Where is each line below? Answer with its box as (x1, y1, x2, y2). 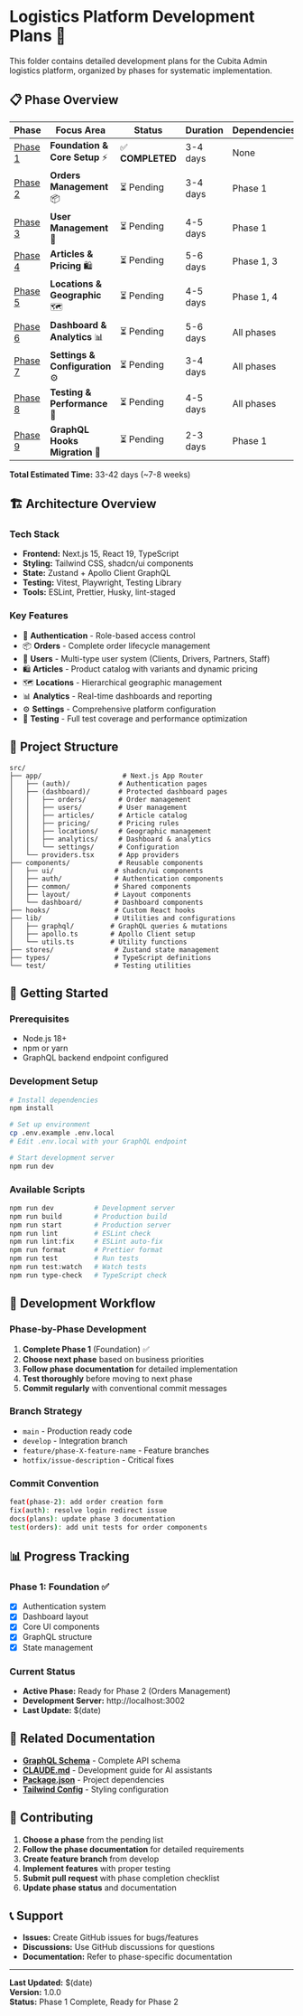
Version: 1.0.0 (9, 1987, 61, 1998)
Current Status (9, 1665, 76, 1678)
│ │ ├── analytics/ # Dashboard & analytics (9, 834, 212, 843)
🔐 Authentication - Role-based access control (22, 630, 196, 641)
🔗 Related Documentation (9, 1731, 156, 1747)
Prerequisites (9, 1013, 69, 1025)
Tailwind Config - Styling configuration (22, 1784, 169, 1795)
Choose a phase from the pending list (22, 1833, 164, 1845)
